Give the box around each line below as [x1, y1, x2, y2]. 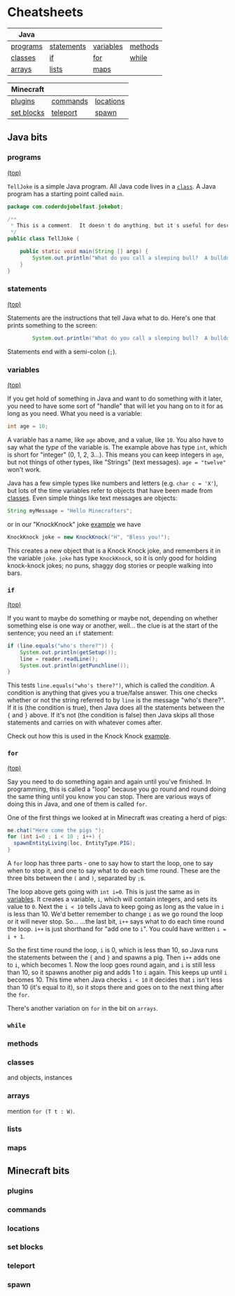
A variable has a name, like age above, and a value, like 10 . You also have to [7, 436, 224, 444]
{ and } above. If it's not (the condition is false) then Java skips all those [7, 711, 215, 720]
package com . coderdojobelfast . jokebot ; [7, 203, 124, 210]
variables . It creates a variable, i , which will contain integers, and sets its [7, 895, 218, 903]
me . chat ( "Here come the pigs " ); [7, 827, 105, 834]
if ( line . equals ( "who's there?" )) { [7, 642, 114, 649]
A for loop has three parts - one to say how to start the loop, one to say [7, 859, 213, 868]
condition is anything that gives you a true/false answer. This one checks [7, 689, 218, 697]
